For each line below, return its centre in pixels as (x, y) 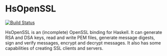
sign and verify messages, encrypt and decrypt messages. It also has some (83, 42)
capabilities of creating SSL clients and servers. (54, 48)
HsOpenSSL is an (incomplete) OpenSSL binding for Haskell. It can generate (84, 32)
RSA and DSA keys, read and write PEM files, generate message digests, (80, 37)
